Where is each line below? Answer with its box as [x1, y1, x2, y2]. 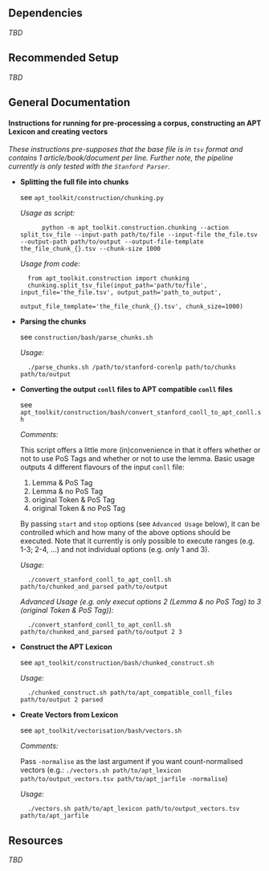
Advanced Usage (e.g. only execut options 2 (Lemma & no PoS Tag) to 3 [19, 597, 262, 607]
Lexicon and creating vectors [8, 126, 108, 136]
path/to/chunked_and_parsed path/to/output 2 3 [19, 628, 182, 636]
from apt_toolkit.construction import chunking [27, 275, 190, 283]
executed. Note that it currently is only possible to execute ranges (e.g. [19, 536, 255, 546]
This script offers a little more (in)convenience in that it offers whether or [19, 445, 261, 455]
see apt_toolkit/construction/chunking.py [19, 193, 165, 202]
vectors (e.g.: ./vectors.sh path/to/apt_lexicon [19, 765, 181, 775]
